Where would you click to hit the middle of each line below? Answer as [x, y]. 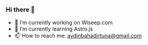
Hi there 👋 [21, 10]
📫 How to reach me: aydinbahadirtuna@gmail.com [78, 36]
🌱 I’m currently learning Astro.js [53, 29]
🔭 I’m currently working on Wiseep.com [63, 23]
